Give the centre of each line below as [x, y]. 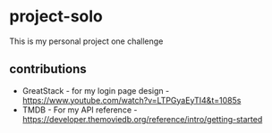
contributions [48, 69]
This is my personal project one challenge [86, 41]
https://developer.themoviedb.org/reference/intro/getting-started [142, 119]
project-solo [56, 17]
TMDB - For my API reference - [80, 110]
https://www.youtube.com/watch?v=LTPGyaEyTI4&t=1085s [132, 100]
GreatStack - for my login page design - [96, 90]
